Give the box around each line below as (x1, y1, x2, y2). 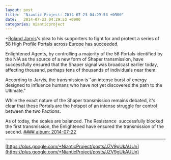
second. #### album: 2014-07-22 (5, 129, 76, 135)
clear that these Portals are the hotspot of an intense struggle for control (5, 103, 157, 109)
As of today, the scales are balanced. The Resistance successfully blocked (5, 118, 164, 124)
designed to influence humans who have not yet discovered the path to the (5, 82, 163, 88)
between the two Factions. (5, 108, 61, 114)
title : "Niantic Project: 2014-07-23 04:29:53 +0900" (5, 12, 124, 17)
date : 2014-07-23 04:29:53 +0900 (5, 17, 81, 22)
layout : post (5, 7, 33, 13)
